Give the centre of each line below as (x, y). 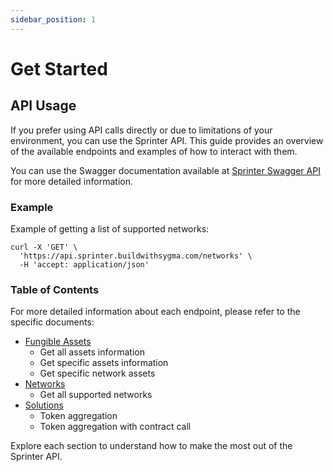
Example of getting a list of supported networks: (110, 228)
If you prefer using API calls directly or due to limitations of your (141, 130)
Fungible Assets (58, 342)
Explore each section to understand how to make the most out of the (151, 446)
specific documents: (52, 322)
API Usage (43, 106)
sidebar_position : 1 (53, 19)
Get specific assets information (104, 363)
